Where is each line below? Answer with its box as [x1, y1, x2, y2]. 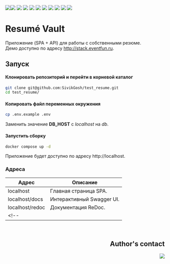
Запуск [5, 60, 29, 68]
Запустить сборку [5, 133, 46, 139]
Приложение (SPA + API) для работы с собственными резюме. [5, 39, 142, 46]
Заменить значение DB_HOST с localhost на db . [5, 121, 109, 127]
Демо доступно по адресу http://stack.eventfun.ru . [5, 45, 114, 51]
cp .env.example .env [5, 112, 51, 117]
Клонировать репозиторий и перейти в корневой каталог [5, 74, 133, 80]
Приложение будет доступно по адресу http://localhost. [5, 153, 125, 159]
